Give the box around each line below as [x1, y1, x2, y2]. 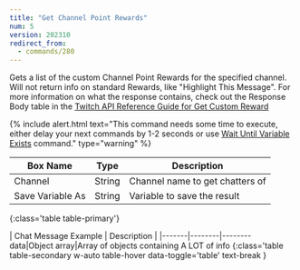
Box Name [26, 160, 73, 173]
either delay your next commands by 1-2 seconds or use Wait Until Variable [9, 128, 290, 139]
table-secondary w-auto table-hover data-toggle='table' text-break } [9, 250, 267, 261]
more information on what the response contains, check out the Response [9, 92, 286, 103]
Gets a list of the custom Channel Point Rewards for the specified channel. [9, 72, 287, 83]
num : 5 [9, 22, 34, 31]
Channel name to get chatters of [129, 175, 266, 187]
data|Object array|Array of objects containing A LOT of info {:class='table [9, 240, 284, 251]
